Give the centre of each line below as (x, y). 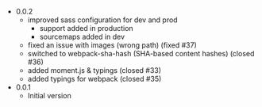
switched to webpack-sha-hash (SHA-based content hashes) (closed (141, 53)
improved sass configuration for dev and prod (102, 20)
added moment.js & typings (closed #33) (94, 70)
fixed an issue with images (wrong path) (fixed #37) (112, 45)
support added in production (86, 28)
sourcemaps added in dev (82, 36)
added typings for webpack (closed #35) (94, 79)
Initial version (49, 96)
